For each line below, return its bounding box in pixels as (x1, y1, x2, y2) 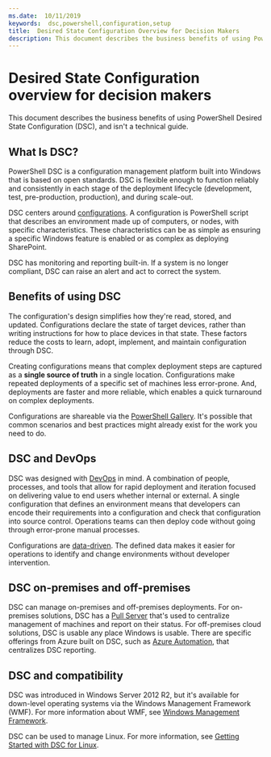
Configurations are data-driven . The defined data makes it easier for (8, 540, 236, 550)
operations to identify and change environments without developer (8, 549, 230, 558)
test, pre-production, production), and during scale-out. (8, 192, 194, 202)
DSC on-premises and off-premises (8, 581, 191, 595)
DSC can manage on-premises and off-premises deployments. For (8, 603, 230, 612)
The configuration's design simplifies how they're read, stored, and (8, 311, 231, 321)
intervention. (8, 557, 51, 567)
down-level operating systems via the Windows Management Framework (8, 699, 252, 709)
